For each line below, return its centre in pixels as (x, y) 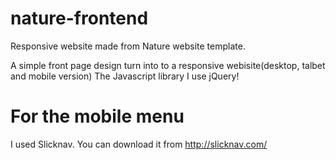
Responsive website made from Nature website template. (128, 46)
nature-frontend (79, 18)
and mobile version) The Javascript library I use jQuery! (125, 76)
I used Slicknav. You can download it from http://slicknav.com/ (139, 144)
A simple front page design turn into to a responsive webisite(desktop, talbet (168, 65)
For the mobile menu (97, 116)
